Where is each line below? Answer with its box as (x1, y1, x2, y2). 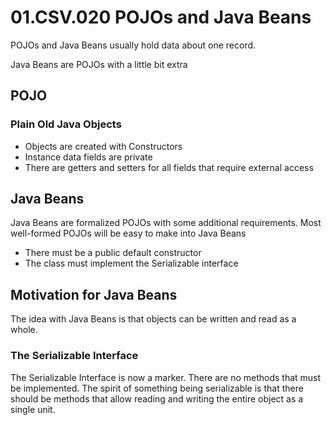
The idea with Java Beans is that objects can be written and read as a (10, 313, 297, 325)
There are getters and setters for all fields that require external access (24, 161, 314, 173)
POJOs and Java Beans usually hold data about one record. (10, 39, 257, 51)
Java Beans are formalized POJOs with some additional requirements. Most (10, 217, 322, 229)
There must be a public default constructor (24, 247, 202, 259)
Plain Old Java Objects (10, 117, 122, 131)
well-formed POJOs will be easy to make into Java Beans (10, 227, 247, 240)
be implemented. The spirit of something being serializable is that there (10, 382, 304, 394)
